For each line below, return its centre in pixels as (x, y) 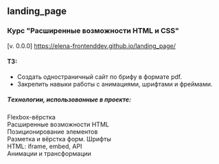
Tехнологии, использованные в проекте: (69, 99)
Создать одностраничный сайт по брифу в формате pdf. (100, 77)
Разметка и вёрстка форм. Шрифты (59, 139)
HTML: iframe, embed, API (45, 146)
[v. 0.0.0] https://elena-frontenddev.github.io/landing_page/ (92, 46)
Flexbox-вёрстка (32, 117)
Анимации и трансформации (49, 153)
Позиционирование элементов (53, 131)
